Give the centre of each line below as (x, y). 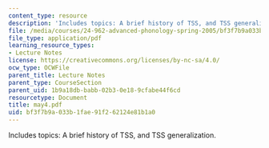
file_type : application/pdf (55, 38)
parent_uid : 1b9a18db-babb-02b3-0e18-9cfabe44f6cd (94, 90)
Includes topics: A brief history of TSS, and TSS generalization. (112, 135)
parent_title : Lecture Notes (57, 75)
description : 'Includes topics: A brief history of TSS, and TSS (119, 23)
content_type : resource (48, 16)
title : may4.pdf (35, 105)
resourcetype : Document (48, 98)
